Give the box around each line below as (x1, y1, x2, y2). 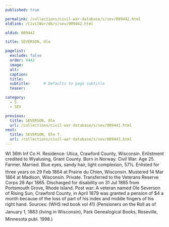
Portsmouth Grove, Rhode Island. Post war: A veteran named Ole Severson (5, 185, 160, 191)
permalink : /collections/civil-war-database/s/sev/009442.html (5, 16, 141, 22)
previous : (5, 113, 26, 118)
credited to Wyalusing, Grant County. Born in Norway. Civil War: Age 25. (5, 156, 155, 162)
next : (5, 127, 17, 132)
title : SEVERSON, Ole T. (10, 132, 62, 137)
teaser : (10, 86, 26, 91)
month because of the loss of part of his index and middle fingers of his (5, 195, 154, 201)
